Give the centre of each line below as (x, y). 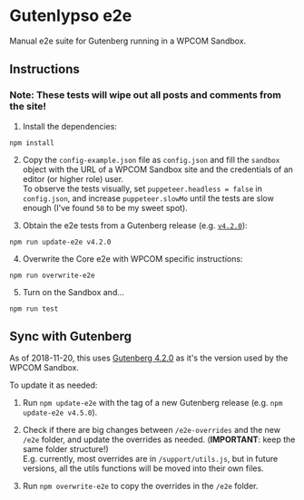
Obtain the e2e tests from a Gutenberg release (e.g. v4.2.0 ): (135, 225)
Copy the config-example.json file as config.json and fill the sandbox (151, 159)
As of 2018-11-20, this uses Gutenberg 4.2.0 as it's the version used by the (149, 358)
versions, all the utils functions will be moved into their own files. (143, 468)
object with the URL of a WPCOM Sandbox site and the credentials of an (157, 169)
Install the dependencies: (70, 126)
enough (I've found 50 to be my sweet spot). (105, 207)
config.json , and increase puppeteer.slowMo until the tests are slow (148, 198)
